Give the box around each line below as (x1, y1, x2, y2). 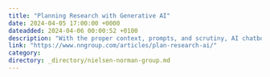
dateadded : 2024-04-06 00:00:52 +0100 (8, 26, 138, 34)
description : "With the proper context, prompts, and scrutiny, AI (8, 34, 239, 43)
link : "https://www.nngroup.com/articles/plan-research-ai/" (8, 42, 218, 50)
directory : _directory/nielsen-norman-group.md (8, 57, 171, 65)
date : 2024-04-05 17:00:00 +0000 (8, 19, 121, 27)
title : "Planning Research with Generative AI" (8, 11, 171, 20)
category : (8, 49, 42, 57)
